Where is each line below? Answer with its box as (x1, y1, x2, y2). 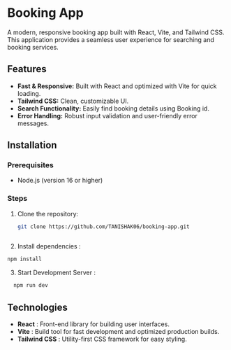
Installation (7, 139, 57, 151)
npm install (7, 255, 42, 263)
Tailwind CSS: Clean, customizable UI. (17, 97, 129, 105)
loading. (17, 89, 41, 97)
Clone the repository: (17, 209, 79, 218)
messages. (17, 119, 50, 127)
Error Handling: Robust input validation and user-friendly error (17, 111, 198, 120)
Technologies (7, 301, 68, 313)
